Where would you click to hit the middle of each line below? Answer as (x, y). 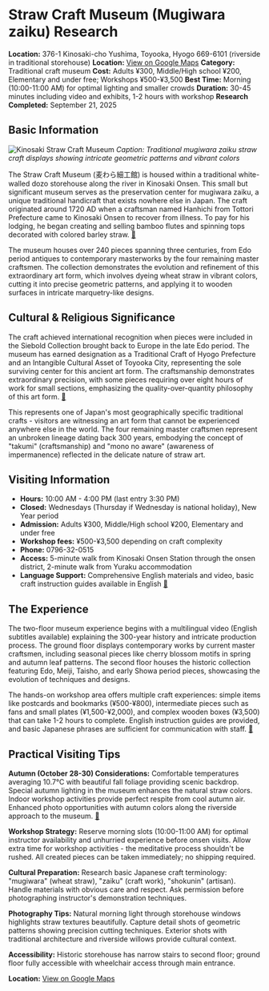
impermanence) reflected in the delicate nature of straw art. (107, 455)
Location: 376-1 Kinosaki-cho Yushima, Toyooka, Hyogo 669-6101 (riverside (134, 54)
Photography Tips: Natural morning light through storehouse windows (125, 913)
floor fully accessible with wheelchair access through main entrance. (122, 963)
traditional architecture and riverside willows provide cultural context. (122, 939)
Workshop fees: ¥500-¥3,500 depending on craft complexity (121, 541)
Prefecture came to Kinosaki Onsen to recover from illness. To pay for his (129, 217)
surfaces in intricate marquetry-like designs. (81, 292)
